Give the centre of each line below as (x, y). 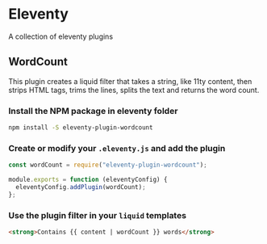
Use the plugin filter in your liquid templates (98, 215)
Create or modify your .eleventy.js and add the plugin (117, 148)
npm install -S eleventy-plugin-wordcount (81, 128)
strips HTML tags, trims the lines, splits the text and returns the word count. (134, 90)
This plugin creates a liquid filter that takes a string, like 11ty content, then (130, 81)
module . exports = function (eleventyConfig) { (88, 180)
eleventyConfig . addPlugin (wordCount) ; (81, 187)
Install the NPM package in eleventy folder (93, 111)
